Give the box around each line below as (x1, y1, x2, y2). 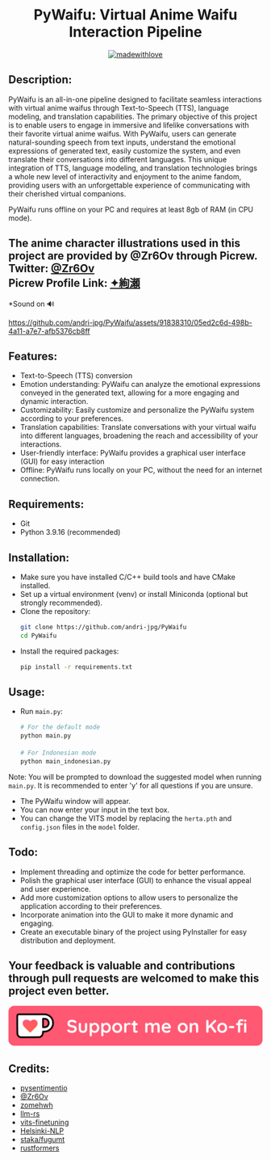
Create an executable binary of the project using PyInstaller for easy (19, 927, 248, 936)
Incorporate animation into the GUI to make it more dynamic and (19, 910, 234, 919)
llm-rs (19, 1109, 40, 1118)
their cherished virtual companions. (8, 188, 127, 199)
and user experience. (19, 884, 91, 893)
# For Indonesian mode (19, 749, 97, 757)
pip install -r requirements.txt (19, 662, 133, 671)
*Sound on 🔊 (8, 299, 55, 309)
